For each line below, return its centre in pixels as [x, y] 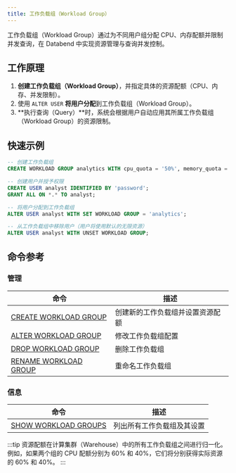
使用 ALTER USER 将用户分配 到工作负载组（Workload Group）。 [106, 103]
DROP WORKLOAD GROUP [55, 348]
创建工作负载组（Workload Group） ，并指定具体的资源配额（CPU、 [114, 86]
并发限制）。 [47, 95]
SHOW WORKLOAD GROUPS [59, 425]
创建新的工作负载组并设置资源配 [168, 312]
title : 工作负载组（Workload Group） [59, 14]
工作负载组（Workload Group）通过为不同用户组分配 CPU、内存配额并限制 [115, 34]
